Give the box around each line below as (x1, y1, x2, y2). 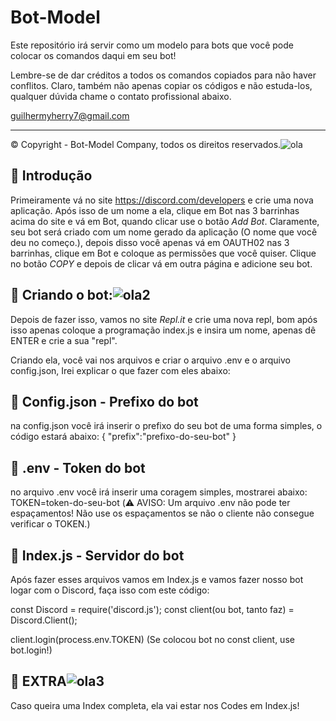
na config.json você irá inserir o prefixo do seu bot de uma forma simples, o (10, 420, 323, 432)
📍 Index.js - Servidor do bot (10, 547, 185, 564)
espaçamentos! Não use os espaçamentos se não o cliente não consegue (10, 507, 315, 520)
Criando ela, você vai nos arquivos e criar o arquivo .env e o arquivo (10, 354, 291, 366)
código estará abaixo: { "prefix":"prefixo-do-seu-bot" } (10, 431, 237, 443)
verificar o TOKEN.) (10, 518, 91, 530)
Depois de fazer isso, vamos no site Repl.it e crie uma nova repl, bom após (10, 313, 318, 325)
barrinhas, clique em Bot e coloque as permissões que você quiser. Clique (10, 247, 317, 259)
